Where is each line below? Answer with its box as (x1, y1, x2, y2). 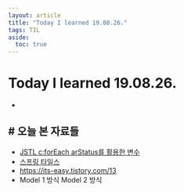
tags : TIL (8, 26, 41, 34)
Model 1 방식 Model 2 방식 (19, 175, 103, 184)
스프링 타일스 (19, 157, 60, 166)
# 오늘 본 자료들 (8, 125, 80, 138)
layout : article (8, 11, 61, 20)
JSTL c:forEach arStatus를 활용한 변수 (19, 147, 140, 157)
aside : (8, 33, 30, 42)
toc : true (15, 41, 47, 49)
